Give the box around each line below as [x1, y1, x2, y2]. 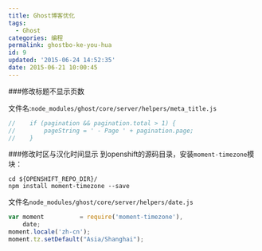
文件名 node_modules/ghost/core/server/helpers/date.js [8, 197, 194, 207]
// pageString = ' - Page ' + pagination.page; [8, 127, 194, 135]
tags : [8, 19, 26, 27]
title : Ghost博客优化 [8, 11, 76, 20]
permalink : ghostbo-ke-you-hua [8, 41, 112, 49]
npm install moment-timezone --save [8, 182, 130, 190]
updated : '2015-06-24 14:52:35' [8, 57, 115, 65]
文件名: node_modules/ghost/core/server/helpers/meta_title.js [8, 103, 217, 112]
